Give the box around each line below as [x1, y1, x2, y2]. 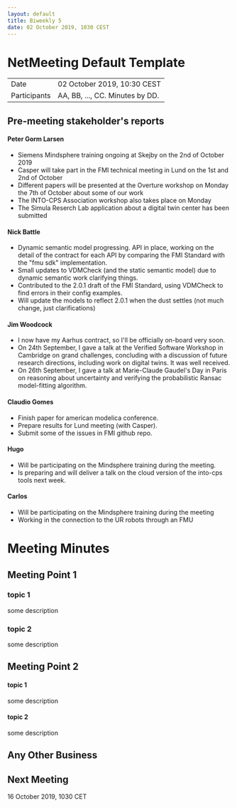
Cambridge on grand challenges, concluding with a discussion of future [17, 351, 228, 360]
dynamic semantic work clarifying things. [17, 273, 138, 282]
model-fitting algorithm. [17, 382, 87, 390]
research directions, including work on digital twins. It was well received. [17, 359, 231, 367]
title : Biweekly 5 [7, 17, 62, 24]
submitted [17, 211, 48, 219]
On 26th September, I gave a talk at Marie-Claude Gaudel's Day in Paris [17, 366, 227, 374]
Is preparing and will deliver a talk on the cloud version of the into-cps [17, 468, 223, 477]
